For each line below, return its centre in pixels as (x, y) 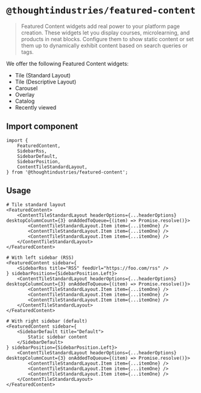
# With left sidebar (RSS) (40, 258)
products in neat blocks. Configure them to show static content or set (107, 39)
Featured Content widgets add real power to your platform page (100, 26)
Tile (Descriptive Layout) (46, 82)
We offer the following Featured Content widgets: (67, 63)
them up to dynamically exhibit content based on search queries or (104, 45)
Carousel (26, 88)
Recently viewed (36, 107)
